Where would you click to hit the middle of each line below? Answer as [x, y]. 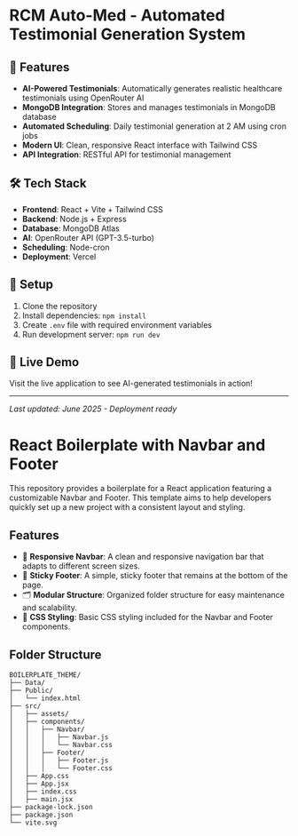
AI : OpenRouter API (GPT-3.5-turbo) [88, 237]
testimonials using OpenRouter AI [83, 98]
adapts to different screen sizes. [81, 566]
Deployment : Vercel [59, 256]
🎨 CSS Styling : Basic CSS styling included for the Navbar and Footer [147, 617]
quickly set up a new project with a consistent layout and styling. [127, 507]
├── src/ [25, 706]
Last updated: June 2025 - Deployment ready [93, 409]
